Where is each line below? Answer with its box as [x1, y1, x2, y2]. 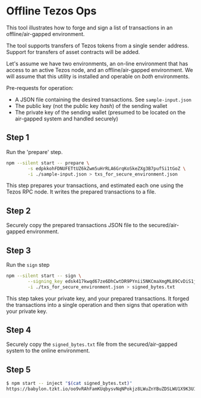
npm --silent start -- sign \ [6, 273, 82, 279]
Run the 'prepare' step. [6, 148, 63, 155]
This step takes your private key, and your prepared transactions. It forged [6, 295, 190, 302]
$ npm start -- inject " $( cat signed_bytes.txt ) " [6, 381, 133, 387]
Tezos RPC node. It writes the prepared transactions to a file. [6, 188, 157, 195]
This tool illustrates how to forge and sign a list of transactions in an [6, 24, 173, 31]
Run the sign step [6, 261, 50, 268]
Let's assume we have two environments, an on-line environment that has [6, 60, 188, 67]
